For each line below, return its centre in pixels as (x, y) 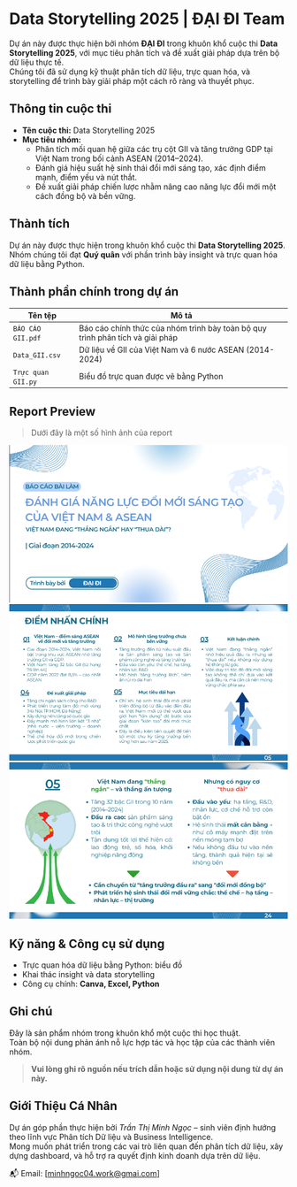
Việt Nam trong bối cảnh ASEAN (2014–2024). (119, 158)
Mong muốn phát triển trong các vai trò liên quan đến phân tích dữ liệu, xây (146, 1146)
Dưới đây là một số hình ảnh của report (101, 433)
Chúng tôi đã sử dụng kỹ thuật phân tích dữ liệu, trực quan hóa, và (129, 72)
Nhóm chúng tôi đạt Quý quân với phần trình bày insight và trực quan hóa (144, 254)
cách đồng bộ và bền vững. (85, 195)
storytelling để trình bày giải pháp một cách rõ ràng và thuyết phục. (132, 80)
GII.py (25, 382)
